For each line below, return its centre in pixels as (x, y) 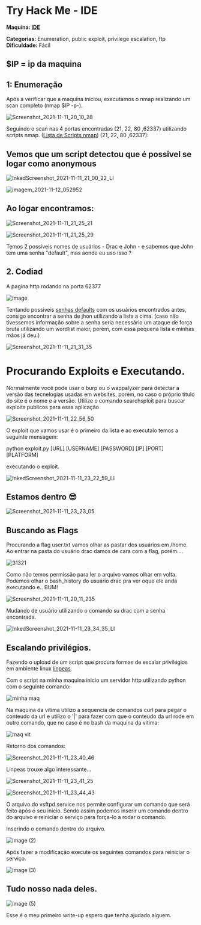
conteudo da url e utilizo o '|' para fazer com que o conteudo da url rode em (100, 716)
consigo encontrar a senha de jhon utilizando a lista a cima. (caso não (92, 316)
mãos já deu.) (23, 335)
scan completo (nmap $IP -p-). (44, 105)
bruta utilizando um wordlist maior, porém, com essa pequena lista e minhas (100, 329)
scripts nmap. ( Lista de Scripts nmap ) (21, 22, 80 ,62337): (77, 135)
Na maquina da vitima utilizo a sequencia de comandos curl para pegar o (97, 710)
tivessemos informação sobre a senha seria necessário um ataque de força (99, 322)
